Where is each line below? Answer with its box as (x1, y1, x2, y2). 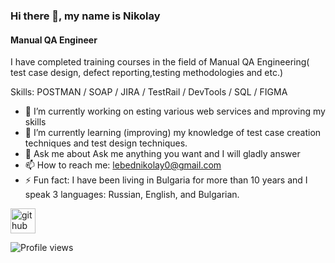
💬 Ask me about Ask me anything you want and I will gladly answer (24, 148, 301, 160)
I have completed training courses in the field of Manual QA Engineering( (10, 56, 310, 68)
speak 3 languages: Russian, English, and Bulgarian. (24, 189, 240, 201)
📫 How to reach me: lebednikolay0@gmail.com (24, 159, 222, 171)
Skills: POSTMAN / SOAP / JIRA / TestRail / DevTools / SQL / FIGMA (10, 86, 288, 98)
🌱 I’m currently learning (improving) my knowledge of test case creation (24, 127, 322, 139)
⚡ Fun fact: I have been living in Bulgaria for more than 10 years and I (24, 174, 308, 186)
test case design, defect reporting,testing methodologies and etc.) (10, 67, 284, 79)
